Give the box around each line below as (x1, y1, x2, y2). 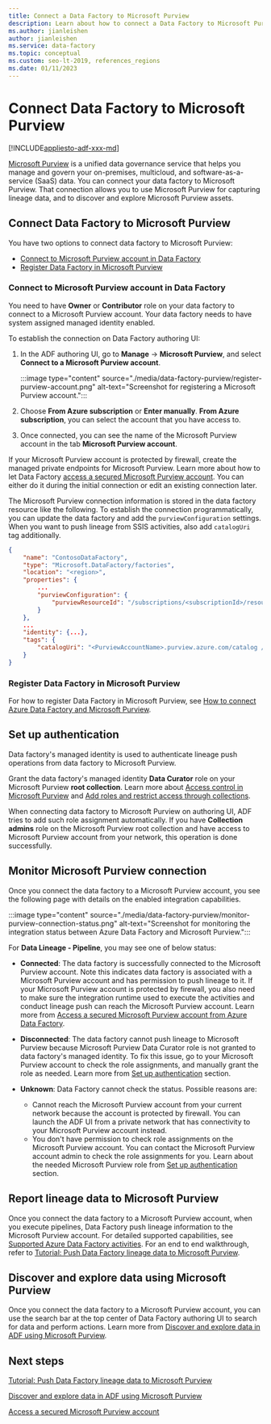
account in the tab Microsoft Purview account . (19, 439, 177, 448)
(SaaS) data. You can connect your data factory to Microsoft (35, 175, 236, 186)
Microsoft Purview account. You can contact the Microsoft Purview (31, 1142, 256, 1152)
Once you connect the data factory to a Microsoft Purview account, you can (8, 1305, 261, 1315)
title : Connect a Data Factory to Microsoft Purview (8, 11, 190, 20)
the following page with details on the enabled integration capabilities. (8, 894, 241, 904)
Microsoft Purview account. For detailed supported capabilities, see (8, 1230, 234, 1240)
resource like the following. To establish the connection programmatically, (8, 504, 254, 514)
